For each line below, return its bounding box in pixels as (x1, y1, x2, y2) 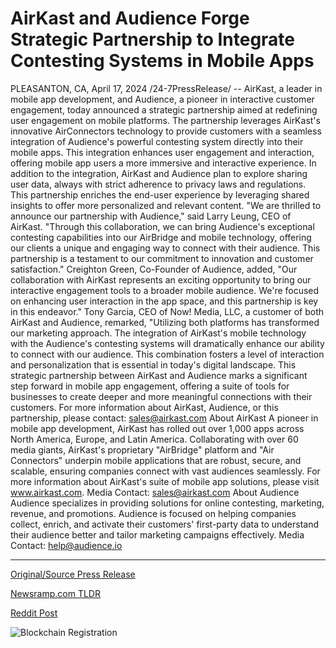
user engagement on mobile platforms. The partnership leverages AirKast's (10, 114, 321, 126)
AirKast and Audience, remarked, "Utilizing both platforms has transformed (10, 316, 320, 328)
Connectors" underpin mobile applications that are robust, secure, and (10, 454, 302, 466)
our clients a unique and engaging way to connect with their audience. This (10, 242, 321, 254)
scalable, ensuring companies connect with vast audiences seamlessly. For (10, 465, 321, 477)
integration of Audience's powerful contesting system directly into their (10, 135, 304, 147)
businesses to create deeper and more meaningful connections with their (10, 390, 313, 402)
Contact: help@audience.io (10, 539, 123, 551)
